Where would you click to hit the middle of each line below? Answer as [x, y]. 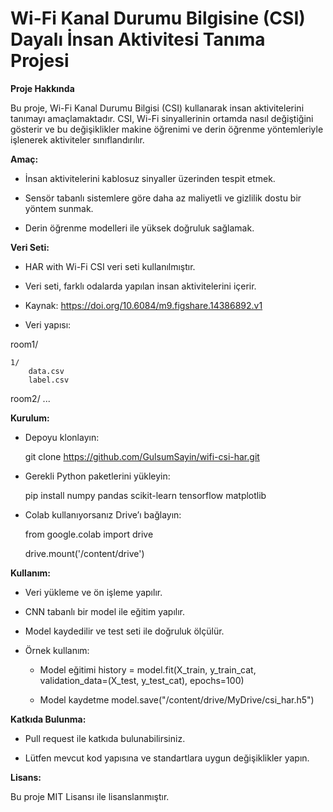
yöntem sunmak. [59, 208]
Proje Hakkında [42, 88]
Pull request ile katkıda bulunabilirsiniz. [105, 738]
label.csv [49, 380]
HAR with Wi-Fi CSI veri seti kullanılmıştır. [110, 266]
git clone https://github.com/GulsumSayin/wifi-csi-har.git [142, 456]
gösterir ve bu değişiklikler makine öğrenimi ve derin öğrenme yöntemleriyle [167, 129]
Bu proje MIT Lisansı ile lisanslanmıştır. [90, 796]
